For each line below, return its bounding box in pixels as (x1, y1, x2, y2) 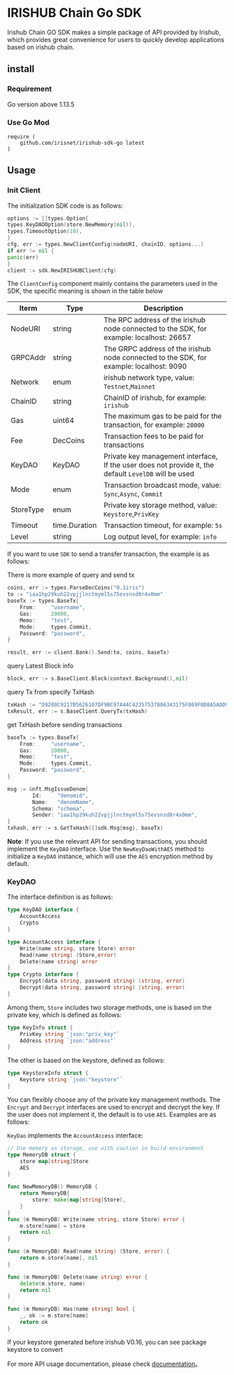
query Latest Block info (7, 662, 74, 670)
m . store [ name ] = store (19, 1222, 86, 1230)
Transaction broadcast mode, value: (103, 480, 221, 490)
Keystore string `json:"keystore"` (19, 1077, 123, 1084)
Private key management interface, (103, 452, 218, 461)
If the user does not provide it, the (103, 460, 214, 470)
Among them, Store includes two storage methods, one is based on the (7, 1003, 212, 1012)
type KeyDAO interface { (7, 907, 79, 914)
